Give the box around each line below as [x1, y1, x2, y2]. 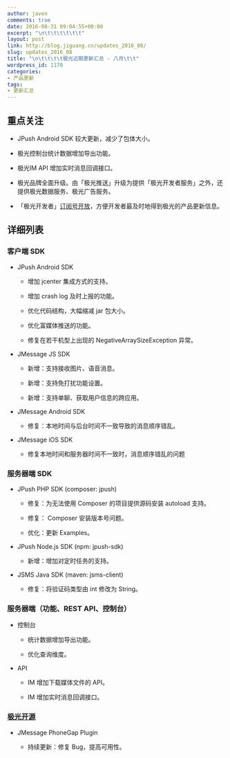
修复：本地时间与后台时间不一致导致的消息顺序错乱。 [27, 422, 180, 430]
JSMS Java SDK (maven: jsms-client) [17, 570, 124, 579]
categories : [7, 68, 41, 75]
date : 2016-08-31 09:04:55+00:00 [7, 23, 104, 30]
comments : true [7, 17, 51, 24]
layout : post [7, 36, 45, 43]
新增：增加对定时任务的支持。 [27, 557, 113, 565]
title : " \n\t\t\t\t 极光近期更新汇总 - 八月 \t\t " [7, 55, 140, 62]
